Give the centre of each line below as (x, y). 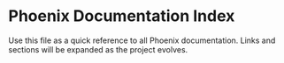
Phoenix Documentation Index (122, 16)
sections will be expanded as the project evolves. (98, 49)
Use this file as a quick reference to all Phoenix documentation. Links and (142, 40)
